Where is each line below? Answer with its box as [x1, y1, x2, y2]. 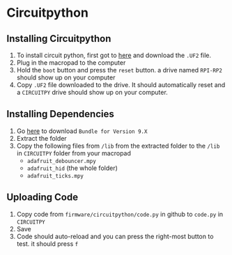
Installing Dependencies [6, 108, 114, 120]
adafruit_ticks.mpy [26, 172, 84, 179]
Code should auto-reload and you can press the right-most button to [16, 232, 214, 240]
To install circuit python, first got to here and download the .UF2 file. [16, 51, 212, 59]
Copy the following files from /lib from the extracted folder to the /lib [16, 141, 220, 150]
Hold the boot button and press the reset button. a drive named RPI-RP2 [16, 66, 222, 74]
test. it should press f [16, 239, 79, 248]
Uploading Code [6, 192, 78, 203]
